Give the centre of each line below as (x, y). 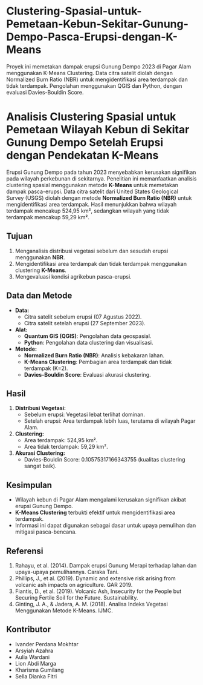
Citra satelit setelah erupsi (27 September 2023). (85, 323)
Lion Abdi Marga (35, 663)
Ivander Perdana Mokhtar (47, 644)
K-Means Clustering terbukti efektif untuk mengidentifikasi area (95, 512)
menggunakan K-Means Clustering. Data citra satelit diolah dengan (90, 73)
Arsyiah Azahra (34, 650)
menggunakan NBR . (40, 257)
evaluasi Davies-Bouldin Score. (45, 92)
